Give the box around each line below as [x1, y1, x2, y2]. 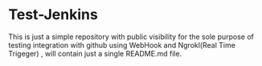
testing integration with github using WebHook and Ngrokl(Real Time [8, 40, 235, 49]
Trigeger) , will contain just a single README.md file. [8, 49, 182, 58]
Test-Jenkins [8, 6, 98, 24]
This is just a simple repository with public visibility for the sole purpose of [8, 32, 255, 41]
